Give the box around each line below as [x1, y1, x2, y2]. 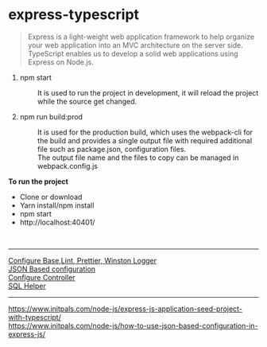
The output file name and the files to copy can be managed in [37, 153, 239, 162]
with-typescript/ [8, 312, 61, 322]
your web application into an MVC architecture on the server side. [27, 40, 244, 49]
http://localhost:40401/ [19, 217, 95, 227]
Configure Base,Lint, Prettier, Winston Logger [8, 255, 157, 265]
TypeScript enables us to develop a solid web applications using [27, 49, 238, 58]
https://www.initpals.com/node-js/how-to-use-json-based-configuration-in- [8, 321, 258, 330]
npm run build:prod [19, 111, 83, 121]
